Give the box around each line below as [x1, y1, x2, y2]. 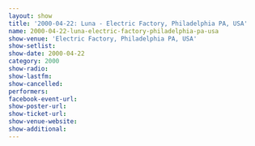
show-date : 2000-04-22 [8, 49, 85, 58]
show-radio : [8, 65, 49, 73]
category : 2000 [8, 58, 60, 66]
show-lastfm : [8, 72, 53, 80]
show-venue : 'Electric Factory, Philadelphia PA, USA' [8, 34, 198, 43]
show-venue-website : [8, 118, 79, 126]
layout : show [8, 11, 53, 20]
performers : [8, 87, 49, 96]
